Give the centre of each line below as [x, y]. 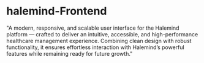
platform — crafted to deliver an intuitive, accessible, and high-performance [102, 34]
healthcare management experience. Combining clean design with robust [99, 41]
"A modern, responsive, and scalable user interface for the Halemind [93, 28]
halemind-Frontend [57, 11]
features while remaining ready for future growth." [70, 53]
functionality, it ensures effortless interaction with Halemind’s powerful [96, 47]
